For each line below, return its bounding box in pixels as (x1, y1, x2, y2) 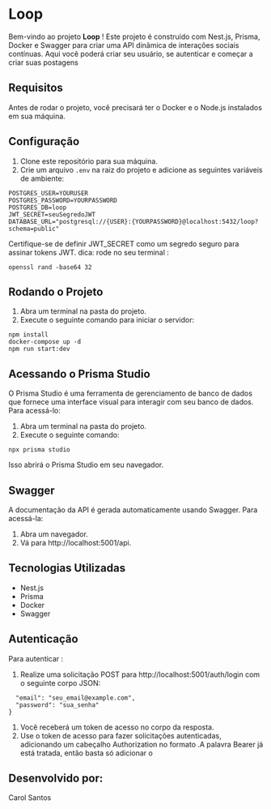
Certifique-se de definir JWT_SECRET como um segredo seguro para (8, 238, 239, 248)
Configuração (8, 135, 80, 148)
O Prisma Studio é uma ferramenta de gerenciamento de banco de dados (8, 388, 253, 398)
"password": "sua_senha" (15, 700, 100, 709)
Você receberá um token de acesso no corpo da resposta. (19, 722, 214, 732)
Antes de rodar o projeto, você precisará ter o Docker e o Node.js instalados (8, 102, 263, 112)
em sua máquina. (8, 111, 66, 121)
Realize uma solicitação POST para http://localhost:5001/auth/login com (19, 670, 260, 679)
